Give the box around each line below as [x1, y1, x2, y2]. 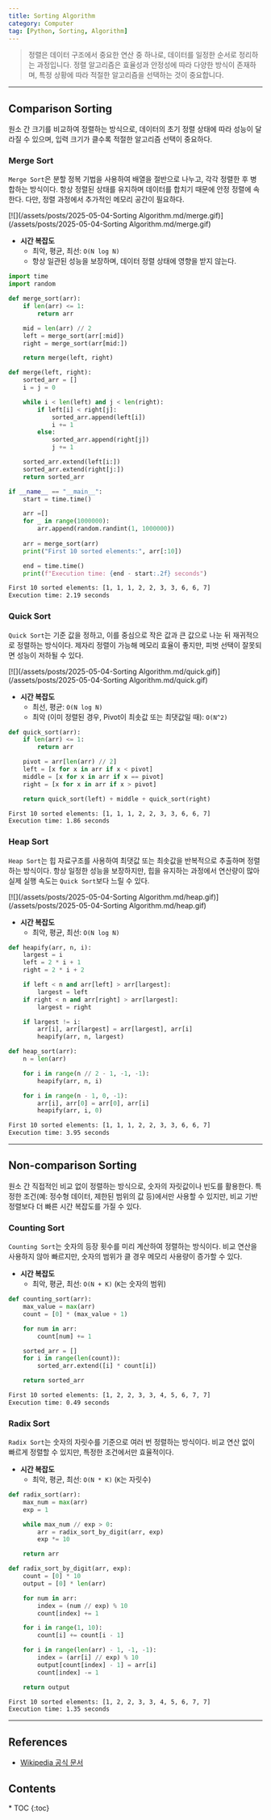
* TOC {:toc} [8, 1803, 50, 1813]
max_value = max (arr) [23, 1303, 95, 1311]
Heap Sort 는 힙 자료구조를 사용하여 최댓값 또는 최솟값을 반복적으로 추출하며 [8, 855, 246, 866]
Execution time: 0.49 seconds [8, 1399, 110, 1407]
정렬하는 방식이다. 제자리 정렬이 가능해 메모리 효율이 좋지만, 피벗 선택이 [16, 640, 240, 650]
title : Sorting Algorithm [8, 11, 95, 20]
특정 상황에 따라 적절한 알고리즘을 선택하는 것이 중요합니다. [39, 70, 224, 80]
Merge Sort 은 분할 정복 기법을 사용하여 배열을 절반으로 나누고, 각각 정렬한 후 [8, 175, 248, 184]
